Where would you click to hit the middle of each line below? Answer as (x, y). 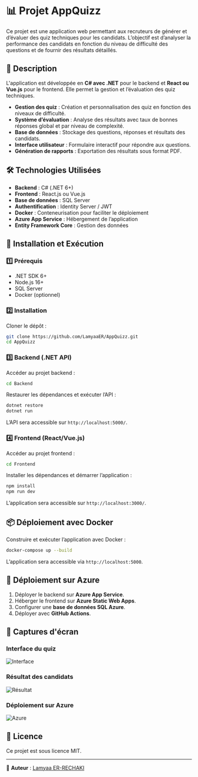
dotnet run (19, 411)
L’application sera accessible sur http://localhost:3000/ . (76, 503)
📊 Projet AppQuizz (54, 11)
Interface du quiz (31, 649)
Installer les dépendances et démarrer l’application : (69, 475)
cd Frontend (21, 464)
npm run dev (21, 492)
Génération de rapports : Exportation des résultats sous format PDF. (98, 151)
